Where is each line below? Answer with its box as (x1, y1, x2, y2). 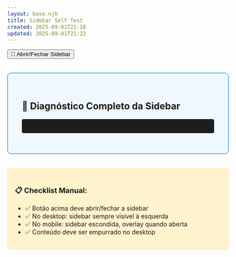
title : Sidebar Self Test (7, 17, 83, 24)
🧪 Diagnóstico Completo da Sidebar (22, 100, 181, 112)
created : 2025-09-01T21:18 (7, 23, 86, 30)
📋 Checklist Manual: (15, 185, 88, 195)
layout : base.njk (7, 10, 58, 18)
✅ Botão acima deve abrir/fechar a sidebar (25, 204, 149, 213)
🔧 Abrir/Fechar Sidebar (11, 51, 71, 58)
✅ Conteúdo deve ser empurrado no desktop (25, 228, 156, 237)
